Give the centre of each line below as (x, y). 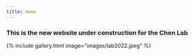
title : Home (21, 12)
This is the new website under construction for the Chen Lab (97, 32)
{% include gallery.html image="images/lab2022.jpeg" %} (79, 45)
